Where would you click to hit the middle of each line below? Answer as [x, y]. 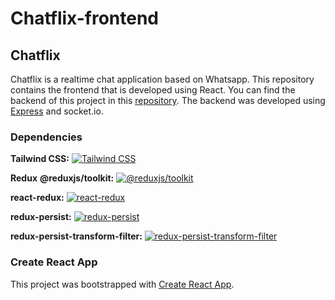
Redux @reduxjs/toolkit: [62, 178]
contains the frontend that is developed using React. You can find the [153, 90]
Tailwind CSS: [40, 159]
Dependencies [46, 137]
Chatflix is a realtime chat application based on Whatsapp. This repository [162, 79]
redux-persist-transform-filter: [76, 236]
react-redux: [37, 198]
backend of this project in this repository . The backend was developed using [168, 100]
